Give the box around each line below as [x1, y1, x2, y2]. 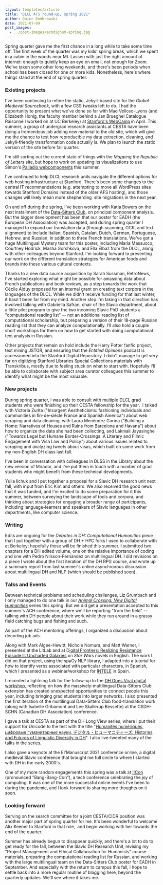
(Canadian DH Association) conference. [18, 709, 98, 715]
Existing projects [5, 86, 46, 93]
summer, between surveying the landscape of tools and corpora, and [5, 494, 144, 499]
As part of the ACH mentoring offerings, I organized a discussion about [5, 627, 147, 633]
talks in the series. [5, 740, 42, 746]
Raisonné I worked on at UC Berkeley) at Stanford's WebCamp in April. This [5, 118, 157, 125]
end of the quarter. [5, 829, 43, 835]
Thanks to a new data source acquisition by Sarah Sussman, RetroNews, [5, 271, 151, 277]
